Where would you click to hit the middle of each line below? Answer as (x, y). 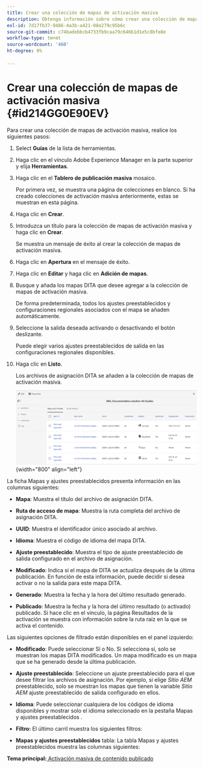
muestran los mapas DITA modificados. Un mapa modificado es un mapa (106, 655)
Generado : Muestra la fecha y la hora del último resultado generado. (101, 595)
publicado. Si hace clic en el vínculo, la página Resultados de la (94, 613)
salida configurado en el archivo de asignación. (74, 558)
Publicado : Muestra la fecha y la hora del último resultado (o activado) (103, 606)
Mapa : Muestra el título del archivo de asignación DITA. (84, 499)
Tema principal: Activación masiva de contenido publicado (80, 758)
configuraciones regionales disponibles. (65, 352)
